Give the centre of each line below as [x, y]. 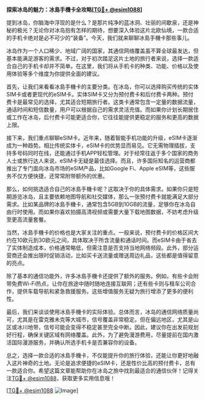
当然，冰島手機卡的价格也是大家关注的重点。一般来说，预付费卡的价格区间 [100, 232]
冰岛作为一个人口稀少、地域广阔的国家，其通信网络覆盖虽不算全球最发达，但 [103, 51]
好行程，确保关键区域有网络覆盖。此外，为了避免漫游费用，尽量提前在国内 [100, 335]
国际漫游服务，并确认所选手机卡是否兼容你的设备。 [76, 342]
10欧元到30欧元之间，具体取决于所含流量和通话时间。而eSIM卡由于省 [104, 240]
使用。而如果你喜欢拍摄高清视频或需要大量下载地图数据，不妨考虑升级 [110, 212]
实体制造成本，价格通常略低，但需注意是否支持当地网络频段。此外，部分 [102, 248]
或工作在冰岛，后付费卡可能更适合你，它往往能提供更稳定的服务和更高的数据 [103, 117]
